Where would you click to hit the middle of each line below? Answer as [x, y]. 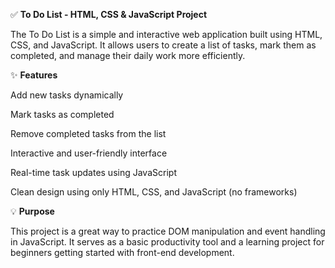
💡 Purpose [32, 211]
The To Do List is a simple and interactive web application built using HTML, [166, 34]
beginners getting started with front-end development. [122, 252]
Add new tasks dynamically [67, 95]
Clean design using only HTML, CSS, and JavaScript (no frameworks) [154, 192]
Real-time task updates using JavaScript [93, 172]
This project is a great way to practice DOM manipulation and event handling [168, 231]
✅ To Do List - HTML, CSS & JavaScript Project [109, 14]
